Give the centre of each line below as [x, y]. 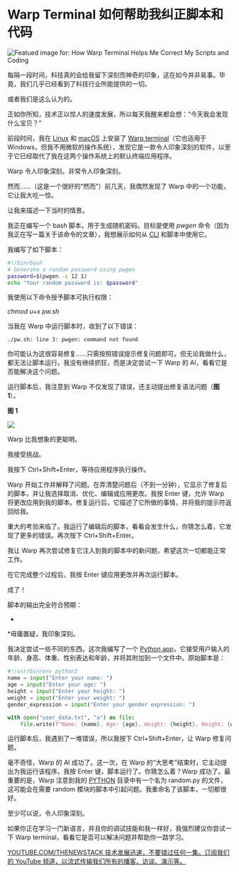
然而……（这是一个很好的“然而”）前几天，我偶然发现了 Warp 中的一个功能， [118, 186]
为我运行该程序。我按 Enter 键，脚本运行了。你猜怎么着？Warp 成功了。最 [122, 772]
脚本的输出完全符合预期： [45, 605]
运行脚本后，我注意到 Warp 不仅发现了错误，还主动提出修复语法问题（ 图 [113, 387]
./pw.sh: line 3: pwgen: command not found [73, 340]
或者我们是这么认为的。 [42, 99]
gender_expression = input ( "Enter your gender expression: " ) [101, 705]
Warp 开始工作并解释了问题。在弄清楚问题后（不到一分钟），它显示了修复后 [117, 484]
